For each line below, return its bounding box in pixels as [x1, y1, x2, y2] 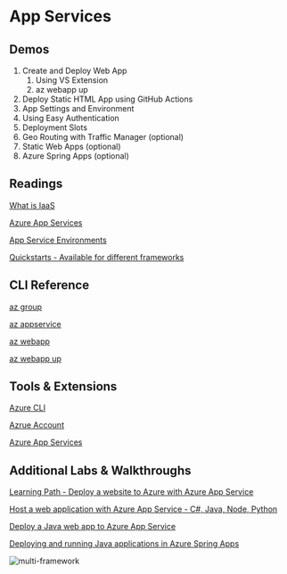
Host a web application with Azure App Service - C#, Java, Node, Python [9, 504, 278, 514]
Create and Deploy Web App [21, 65, 127, 76]
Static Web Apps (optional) [21, 141, 121, 152]
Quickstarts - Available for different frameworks [9, 251, 184, 262]
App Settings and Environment [21, 103, 135, 113]
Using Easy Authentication [21, 113, 120, 123]
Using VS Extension [35, 75, 109, 86]
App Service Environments [9, 234, 107, 245]
